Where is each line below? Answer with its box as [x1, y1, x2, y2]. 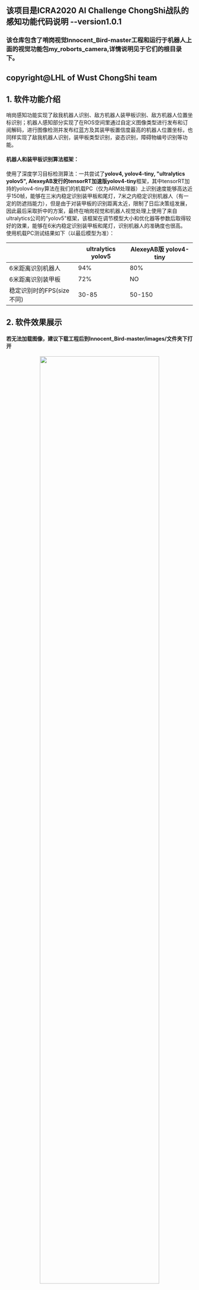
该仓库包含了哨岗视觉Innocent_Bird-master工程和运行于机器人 [6, 36, 187, 45]
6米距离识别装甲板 [9, 275, 61, 284]
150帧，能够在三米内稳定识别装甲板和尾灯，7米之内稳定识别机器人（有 [11, 192, 184, 199]
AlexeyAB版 [130, 245, 165, 253]
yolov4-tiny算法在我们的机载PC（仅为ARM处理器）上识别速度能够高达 [16, 185, 188, 192]
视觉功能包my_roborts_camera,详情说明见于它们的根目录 [18, 45, 182, 54]
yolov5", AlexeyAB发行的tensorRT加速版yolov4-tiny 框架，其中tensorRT [6, 177, 185, 184]
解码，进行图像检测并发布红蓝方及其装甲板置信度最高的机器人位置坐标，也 [11, 126, 193, 133]
